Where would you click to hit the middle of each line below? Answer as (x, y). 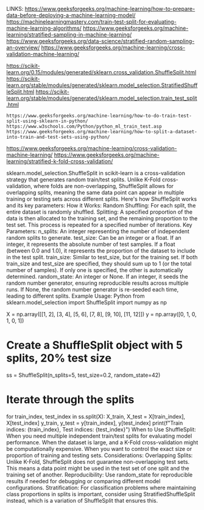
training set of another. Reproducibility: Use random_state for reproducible (100, 475)
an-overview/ (23, 47)
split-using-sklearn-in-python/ (47, 121)
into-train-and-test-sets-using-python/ (58, 137)
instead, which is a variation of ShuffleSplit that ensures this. (82, 500)
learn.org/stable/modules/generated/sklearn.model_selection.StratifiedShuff (102, 85)
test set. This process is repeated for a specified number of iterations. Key (100, 225)
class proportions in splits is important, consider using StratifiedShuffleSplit (101, 494)
